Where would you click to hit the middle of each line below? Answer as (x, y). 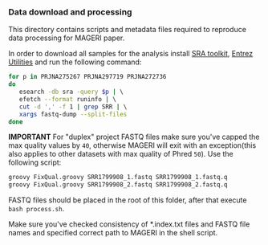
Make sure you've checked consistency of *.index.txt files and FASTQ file (129, 224)
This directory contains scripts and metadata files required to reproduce (128, 30)
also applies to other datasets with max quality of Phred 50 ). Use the (121, 154)
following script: (35, 162)
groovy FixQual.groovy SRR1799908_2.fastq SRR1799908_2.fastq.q (118, 185)
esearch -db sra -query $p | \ (71, 92)
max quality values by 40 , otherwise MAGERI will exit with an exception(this (132, 145)
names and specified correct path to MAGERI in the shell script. (113, 233)
